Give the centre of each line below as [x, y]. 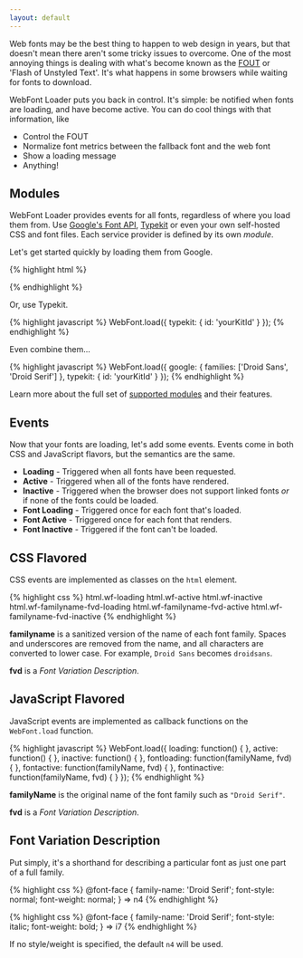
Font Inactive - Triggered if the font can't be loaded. [120, 530]
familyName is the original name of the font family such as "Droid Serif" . [147, 794]
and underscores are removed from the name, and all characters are [137, 644]
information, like [39, 119]
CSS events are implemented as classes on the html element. [123, 580]
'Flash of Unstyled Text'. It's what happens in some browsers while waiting [148, 72]
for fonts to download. [51, 81]
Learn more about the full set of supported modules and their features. [141, 394]
